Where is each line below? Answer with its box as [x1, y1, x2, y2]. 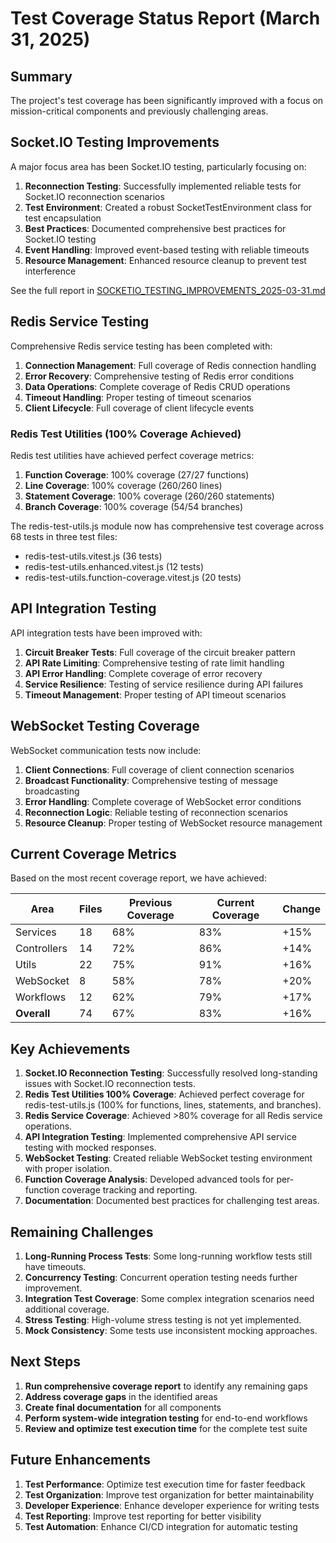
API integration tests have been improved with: [10, 627, 203, 639]
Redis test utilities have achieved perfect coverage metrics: [10, 449, 255, 461]
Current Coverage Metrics [10, 845, 177, 862]
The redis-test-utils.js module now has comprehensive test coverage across [10, 520, 325, 532]
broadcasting [24, 785, 80, 797]
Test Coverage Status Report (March [10, 7, 321, 30]
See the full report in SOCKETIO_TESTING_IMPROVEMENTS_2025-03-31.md [10, 284, 326, 296]
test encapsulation [24, 212, 102, 224]
